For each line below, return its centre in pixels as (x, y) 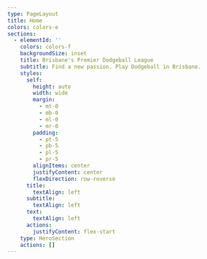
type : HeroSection (47, 238)
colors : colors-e (33, 27)
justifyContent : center (68, 172)
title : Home (25, 21)
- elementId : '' (38, 40)
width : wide (51, 93)
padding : (46, 133)
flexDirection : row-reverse (74, 179)
